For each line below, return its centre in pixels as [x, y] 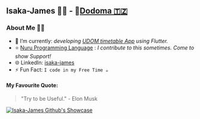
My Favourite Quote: [32, 85]
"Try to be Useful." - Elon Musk [59, 98]
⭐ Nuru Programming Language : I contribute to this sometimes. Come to [104, 48]
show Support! [33, 56]
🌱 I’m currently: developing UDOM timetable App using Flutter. [91, 41]
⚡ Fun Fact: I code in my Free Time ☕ [61, 70]
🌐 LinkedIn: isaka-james [44, 62]
